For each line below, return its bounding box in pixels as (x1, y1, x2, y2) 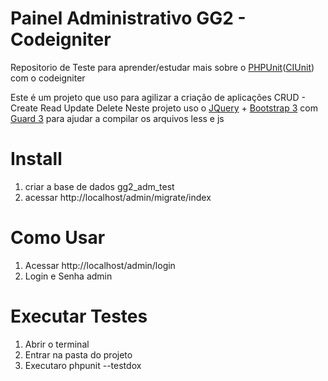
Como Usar (10, 227, 106, 249)
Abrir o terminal (24, 338, 90, 350)
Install (10, 148, 63, 171)
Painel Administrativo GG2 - (10, 7, 247, 30)
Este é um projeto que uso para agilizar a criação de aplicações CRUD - (10, 91, 306, 103)
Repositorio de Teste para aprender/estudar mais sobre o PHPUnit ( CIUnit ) (10, 61, 315, 73)
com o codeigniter (10, 72, 86, 84)
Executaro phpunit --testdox (24, 359, 142, 371)
